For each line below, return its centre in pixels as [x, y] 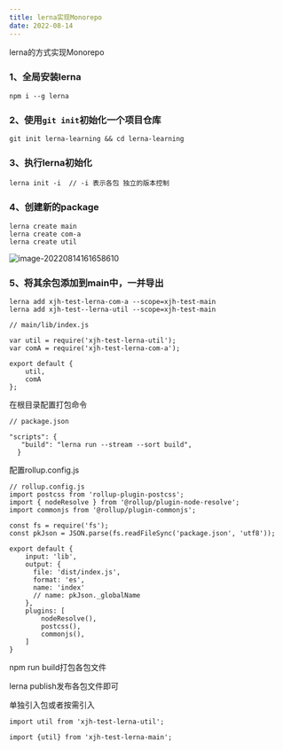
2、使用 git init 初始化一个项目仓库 [85, 120]
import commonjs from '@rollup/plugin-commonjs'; [103, 510]
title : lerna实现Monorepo [55, 17]
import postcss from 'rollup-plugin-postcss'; [97, 494]
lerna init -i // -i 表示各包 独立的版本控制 [90, 184]
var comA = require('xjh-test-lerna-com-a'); [94, 348]
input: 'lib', [51, 556]
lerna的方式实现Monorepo [57, 52]
